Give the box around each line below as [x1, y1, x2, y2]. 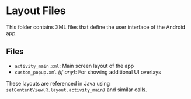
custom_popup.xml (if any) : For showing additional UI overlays [14, 69, 162, 76]
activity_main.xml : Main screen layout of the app [14, 62, 134, 69]
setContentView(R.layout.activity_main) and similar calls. [6, 86, 147, 93]
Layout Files [6, 4, 66, 18]
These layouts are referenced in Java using [6, 80, 110, 87]
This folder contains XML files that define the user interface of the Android [6, 23, 186, 30]
